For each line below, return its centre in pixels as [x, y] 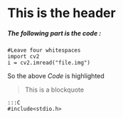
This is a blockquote [54, 90]
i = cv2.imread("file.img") [49, 63]
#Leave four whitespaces [44, 50]
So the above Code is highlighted [56, 76]
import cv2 [23, 57]
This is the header [61, 13]
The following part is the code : [54, 33]
